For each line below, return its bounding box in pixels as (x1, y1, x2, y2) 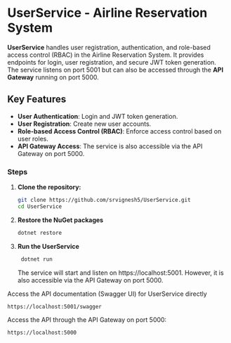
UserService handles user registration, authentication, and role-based (7, 43, 211, 51)
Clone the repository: (17, 183, 81, 191)
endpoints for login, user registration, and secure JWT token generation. (7, 58, 216, 66)
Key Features (7, 93, 67, 105)
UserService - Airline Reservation (7, 5, 208, 21)
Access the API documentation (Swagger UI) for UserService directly (7, 290, 207, 298)
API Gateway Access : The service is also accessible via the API (17, 142, 203, 150)
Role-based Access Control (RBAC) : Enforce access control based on (17, 127, 222, 135)
